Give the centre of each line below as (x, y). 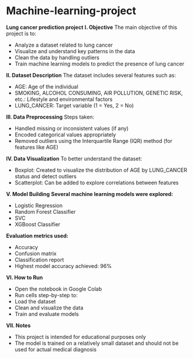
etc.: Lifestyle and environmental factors (64, 99)
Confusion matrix (36, 253)
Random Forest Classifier (45, 211)
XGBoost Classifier (37, 224)
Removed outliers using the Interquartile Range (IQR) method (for (93, 141)
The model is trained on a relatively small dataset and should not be (96, 343)
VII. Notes (19, 325)
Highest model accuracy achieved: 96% (63, 266)
